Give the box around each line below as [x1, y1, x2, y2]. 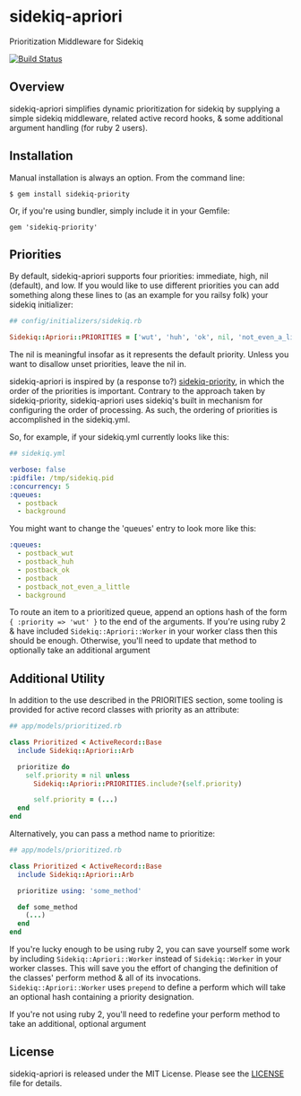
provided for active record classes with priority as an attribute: [9, 705, 240, 715]
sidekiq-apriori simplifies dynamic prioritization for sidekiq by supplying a [9, 103, 280, 114]
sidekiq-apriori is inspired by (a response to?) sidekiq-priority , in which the [9, 376, 285, 387]
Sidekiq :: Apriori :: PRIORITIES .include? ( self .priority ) [32, 779, 243, 788]
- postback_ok [17, 566, 70, 574]
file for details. [9, 1077, 63, 1088]
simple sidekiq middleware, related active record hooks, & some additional [9, 112, 284, 123]
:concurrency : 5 [9, 482, 70, 491]
